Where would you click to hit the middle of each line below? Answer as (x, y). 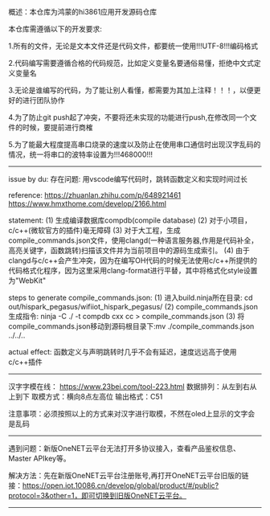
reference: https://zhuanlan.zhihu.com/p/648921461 (95, 195)
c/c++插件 (25, 362)
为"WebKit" (27, 281)
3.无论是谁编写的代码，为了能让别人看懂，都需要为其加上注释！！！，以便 (131, 90)
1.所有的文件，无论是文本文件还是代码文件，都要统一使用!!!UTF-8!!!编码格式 (133, 46)
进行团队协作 (43, 100)
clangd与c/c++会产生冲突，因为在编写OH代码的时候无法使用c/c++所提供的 (133, 260)
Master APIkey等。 (39, 458)
